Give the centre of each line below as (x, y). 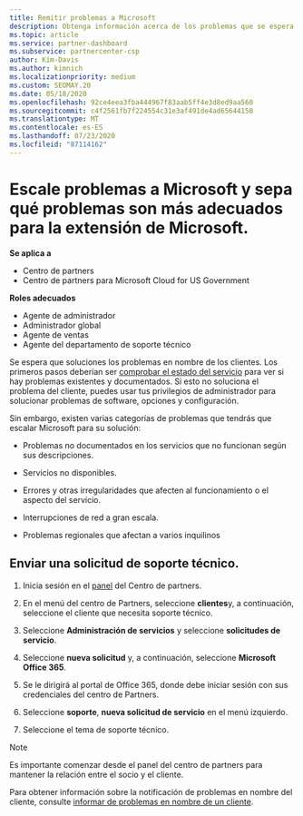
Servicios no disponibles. (69, 472)
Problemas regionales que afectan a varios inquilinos (121, 535)
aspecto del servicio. (62, 499)
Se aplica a (30, 253)
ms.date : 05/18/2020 (49, 93)
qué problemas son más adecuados (147, 208)
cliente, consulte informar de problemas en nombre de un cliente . (132, 801)
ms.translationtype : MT (54, 119)
